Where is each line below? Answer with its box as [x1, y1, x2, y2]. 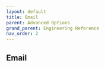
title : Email [6, 14, 39, 20]
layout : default [6, 8, 46, 15]
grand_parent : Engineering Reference [6, 25, 100, 31]
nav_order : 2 [6, 31, 39, 37]
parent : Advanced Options [6, 20, 70, 25]
